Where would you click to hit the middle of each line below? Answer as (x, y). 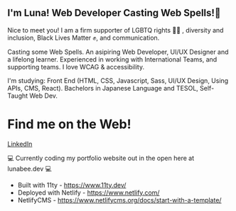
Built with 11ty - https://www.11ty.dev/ (72, 185)
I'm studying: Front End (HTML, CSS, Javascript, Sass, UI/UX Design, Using (118, 80)
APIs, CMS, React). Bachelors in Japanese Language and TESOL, (103, 88)
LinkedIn (20, 144)
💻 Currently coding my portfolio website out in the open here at (101, 158)
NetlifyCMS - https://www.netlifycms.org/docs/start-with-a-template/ (119, 200)
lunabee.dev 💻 (29, 169)
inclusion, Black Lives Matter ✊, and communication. (84, 38)
